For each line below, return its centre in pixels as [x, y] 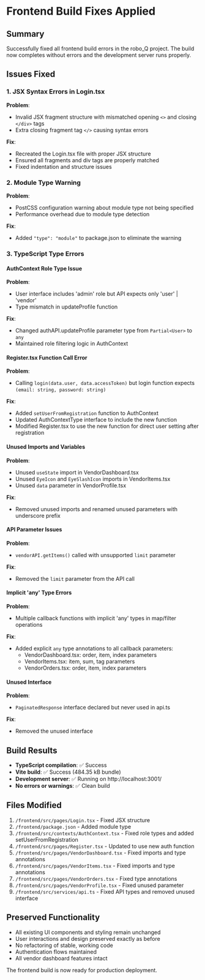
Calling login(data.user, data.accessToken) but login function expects [105, 383]
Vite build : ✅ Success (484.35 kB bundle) [68, 772]
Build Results [32, 750]
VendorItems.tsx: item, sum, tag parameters [80, 661]
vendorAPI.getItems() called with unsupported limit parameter [95, 555]
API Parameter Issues [34, 529]
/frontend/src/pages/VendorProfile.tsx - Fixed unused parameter [99, 885]
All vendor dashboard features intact [61, 958]
